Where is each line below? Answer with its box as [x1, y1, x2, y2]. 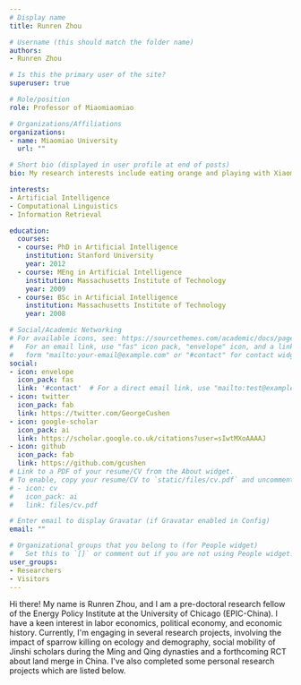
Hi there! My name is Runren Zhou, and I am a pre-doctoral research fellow [9, 599, 286, 610]
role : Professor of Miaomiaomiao [9, 103, 134, 112]
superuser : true [9, 79, 70, 88]
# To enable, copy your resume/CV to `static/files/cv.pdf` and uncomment [9, 475, 295, 484]
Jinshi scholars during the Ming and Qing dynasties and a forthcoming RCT [9, 646, 287, 657]
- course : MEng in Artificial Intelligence [17, 268, 182, 277]
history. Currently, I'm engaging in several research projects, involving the [9, 628, 282, 638]
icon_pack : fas [17, 375, 74, 385]
